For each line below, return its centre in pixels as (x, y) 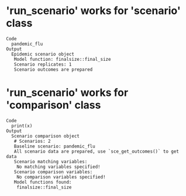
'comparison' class (54, 105)
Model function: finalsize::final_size (62, 59)
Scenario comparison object (46, 136)
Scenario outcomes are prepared (53, 69)
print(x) (22, 126)
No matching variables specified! (58, 167)
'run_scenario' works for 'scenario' (94, 11)
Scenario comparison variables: (53, 172)
